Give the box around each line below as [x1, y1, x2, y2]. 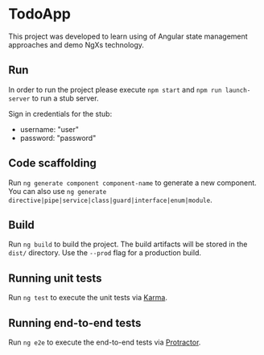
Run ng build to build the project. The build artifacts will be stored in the [8, 239, 248, 250]
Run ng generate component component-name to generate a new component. [8, 178, 258, 188]
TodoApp [8, 5, 71, 23]
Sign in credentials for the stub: [8, 109, 113, 118]
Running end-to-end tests [8, 316, 142, 330]
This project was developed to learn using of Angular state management [8, 31, 248, 41]
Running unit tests [8, 271, 102, 285]
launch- [225, 86, 251, 94]
